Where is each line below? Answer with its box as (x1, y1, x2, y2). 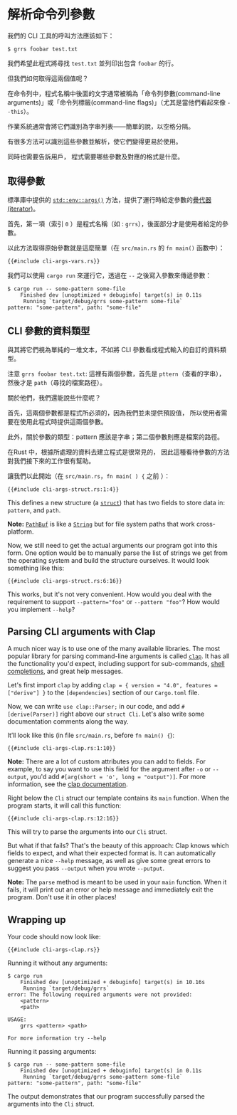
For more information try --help (7, 1035, 107, 1042)
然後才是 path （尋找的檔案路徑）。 (7, 378, 107, 386)
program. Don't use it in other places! (7, 893, 117, 902)
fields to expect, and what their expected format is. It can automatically (7, 849, 216, 857)
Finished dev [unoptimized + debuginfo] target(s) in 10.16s (20, 979, 205, 986)
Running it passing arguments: (7, 1047, 97, 1056)
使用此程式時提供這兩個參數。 (19, 417, 107, 426)
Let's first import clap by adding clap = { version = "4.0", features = (7, 681, 218, 689)
